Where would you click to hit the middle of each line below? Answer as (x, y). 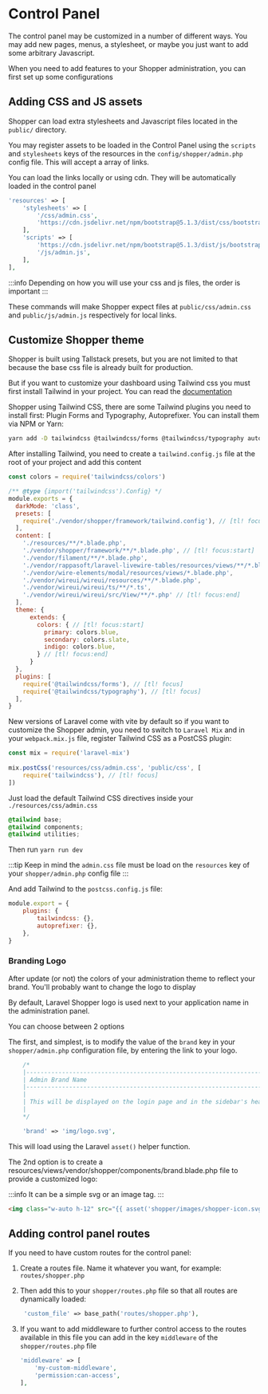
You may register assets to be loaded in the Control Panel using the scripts (132, 145)
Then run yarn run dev (46, 849)
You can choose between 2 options (67, 1026)
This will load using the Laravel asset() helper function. (99, 1146)
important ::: (28, 291)
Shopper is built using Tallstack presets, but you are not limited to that (123, 359)
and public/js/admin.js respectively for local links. (93, 315)
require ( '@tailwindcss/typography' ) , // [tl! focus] (112, 691)
